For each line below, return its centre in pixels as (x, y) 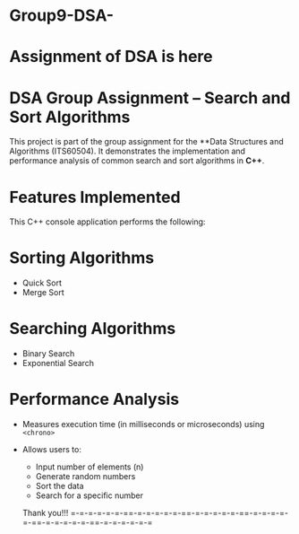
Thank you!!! (45, 513)
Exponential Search (58, 363)
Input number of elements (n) (90, 467)
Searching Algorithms (93, 329)
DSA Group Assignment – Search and (150, 97)
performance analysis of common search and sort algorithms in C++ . (137, 161)
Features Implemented (95, 197)
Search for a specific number (89, 495)
